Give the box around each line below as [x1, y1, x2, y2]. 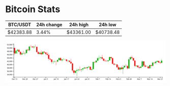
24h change [36, 22, 63, 28]
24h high [69, 22, 89, 28]
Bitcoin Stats [5, 4, 61, 15]
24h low [98, 22, 117, 28]
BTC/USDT [8, 22, 32, 28]
